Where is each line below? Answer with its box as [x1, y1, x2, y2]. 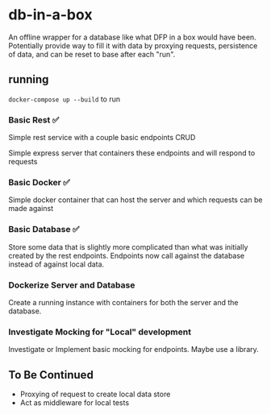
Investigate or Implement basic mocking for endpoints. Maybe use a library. [8, 345, 260, 354]
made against [8, 204, 54, 213]
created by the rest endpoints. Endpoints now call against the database [8, 250, 245, 260]
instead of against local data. [8, 259, 105, 269]
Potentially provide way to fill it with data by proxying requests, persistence [8, 40, 258, 50]
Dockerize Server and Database [8, 279, 135, 291]
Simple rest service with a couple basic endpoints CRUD [8, 133, 196, 143]
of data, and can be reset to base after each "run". [8, 49, 176, 59]
